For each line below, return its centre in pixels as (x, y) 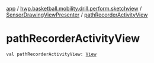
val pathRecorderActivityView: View (51, 54)
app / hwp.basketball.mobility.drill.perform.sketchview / (74, 9)
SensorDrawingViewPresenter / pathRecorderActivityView (77, 15)
